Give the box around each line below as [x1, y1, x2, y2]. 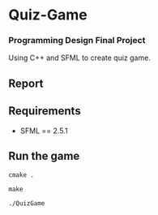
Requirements [8, 104, 81, 118]
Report [8, 76, 44, 90]
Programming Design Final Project [8, 35, 146, 46]
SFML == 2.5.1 [19, 126, 68, 135]
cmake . [8, 170, 35, 179]
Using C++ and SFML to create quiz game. [8, 53, 152, 62]
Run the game [8, 149, 80, 163]
